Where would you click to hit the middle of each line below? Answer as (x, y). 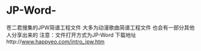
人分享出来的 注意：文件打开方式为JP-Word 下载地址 (71, 35)
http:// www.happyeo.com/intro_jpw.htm (56, 42)
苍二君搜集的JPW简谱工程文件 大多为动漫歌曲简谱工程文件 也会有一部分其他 (100, 27)
